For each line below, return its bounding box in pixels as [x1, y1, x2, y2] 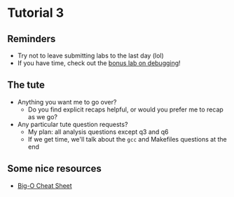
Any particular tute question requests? [17, 120, 128, 128]
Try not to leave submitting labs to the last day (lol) [17, 51, 165, 60]
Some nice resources [7, 163, 102, 175]
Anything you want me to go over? [17, 97, 117, 106]
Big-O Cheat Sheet [17, 181, 72, 190]
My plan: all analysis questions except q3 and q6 [27, 128, 170, 136]
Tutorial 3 [7, 5, 64, 21]
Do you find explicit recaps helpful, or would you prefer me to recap [27, 105, 224, 114]
